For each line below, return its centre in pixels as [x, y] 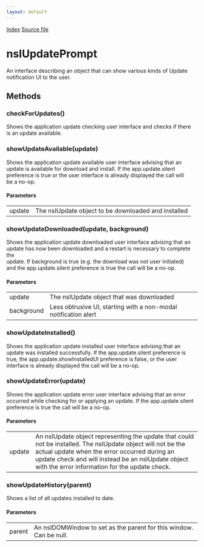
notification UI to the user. [39, 77]
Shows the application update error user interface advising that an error [96, 394]
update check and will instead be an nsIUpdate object [112, 459]
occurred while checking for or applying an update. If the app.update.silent [100, 401]
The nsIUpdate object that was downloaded [112, 297]
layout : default [27, 12]
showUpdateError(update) [46, 381]
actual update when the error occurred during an [105, 452]
